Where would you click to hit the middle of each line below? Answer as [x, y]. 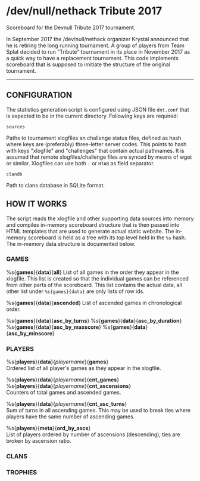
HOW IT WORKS [37, 204]
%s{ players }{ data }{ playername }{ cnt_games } [63, 380]
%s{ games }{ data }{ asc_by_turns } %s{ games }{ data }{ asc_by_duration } [94, 320]
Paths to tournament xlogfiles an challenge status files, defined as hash [94, 138]
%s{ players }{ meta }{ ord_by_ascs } [49, 428]
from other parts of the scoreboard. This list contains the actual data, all [94, 285]
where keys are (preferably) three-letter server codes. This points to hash [96, 144]
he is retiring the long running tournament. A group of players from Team [95, 45]
